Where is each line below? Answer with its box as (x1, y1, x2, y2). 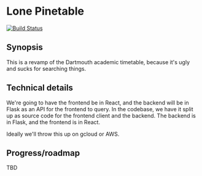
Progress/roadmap (6, 148, 80, 158)
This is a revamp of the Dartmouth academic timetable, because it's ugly (6, 58, 190, 65)
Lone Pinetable (6, 4, 85, 18)
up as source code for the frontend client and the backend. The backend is (6, 112, 196, 119)
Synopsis (6, 42, 43, 53)
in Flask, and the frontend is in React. (6, 118, 100, 126)
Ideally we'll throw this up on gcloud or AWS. (6, 130, 120, 137)
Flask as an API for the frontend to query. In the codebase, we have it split (6, 105, 193, 112)
